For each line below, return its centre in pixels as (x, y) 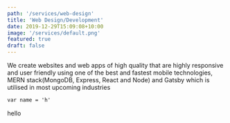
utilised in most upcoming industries (59, 87)
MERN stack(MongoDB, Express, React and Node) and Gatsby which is (108, 80)
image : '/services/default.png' (54, 33)
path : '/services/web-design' (51, 13)
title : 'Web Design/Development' (55, 20)
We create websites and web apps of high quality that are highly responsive (115, 65)
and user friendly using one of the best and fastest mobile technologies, (110, 73)
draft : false (26, 46)
